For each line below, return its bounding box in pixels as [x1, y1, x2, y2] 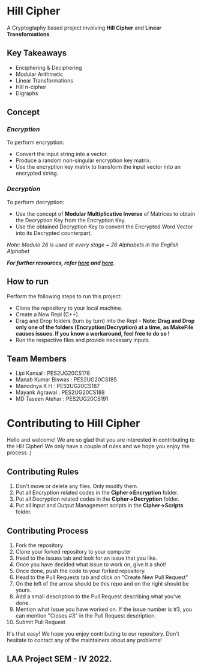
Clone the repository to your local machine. [15, 304, 122, 312]
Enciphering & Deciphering [15, 64, 82, 71]
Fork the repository [15, 541, 64, 549]
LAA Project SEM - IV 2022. [7, 654, 112, 664]
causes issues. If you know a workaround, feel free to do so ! [15, 330, 170, 337]
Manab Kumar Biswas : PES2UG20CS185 [15, 376, 118, 383]
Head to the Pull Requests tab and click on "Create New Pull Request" [15, 574, 188, 581]
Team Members [7, 354, 67, 364]
